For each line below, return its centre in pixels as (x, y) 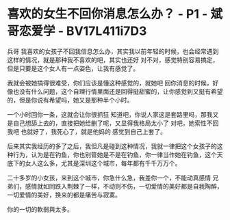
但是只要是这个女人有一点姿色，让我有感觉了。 (73, 68)
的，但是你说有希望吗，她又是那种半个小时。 (70, 100)
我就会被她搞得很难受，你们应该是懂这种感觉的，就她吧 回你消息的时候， (110, 83)
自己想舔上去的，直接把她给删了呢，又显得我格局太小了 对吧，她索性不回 (116, 123)
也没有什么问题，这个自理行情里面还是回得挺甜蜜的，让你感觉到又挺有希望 (118, 91)
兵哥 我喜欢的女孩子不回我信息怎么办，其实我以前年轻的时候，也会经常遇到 (113, 51)
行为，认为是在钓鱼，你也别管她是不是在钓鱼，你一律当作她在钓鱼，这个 (115, 154)
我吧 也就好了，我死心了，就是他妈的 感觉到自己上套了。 (87, 131)
